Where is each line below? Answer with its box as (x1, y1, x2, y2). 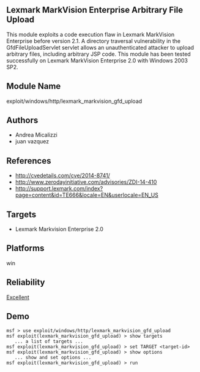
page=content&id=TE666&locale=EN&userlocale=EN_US (15, 191, 159, 199)
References (6, 156, 51, 166)
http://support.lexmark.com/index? (15, 185, 103, 192)
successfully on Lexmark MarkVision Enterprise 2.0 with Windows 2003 (6, 56, 188, 64)
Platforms (6, 243, 45, 254)
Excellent (6, 294, 29, 301)
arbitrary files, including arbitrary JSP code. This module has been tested (6, 50, 191, 58)
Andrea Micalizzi (15, 131, 58, 139)
